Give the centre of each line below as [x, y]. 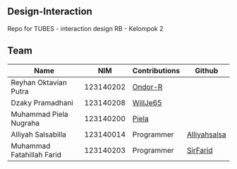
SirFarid [200, 150]
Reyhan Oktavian [39, 82]
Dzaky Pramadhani [42, 103]
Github [207, 70]
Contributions [156, 70]
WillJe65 [147, 103]
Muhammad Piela [39, 114]
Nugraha [25, 123]
